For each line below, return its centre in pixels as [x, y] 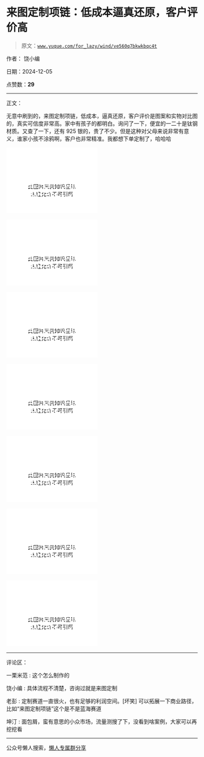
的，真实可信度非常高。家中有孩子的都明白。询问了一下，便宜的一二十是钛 [99, 123]
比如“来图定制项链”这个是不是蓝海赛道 [54, 708]
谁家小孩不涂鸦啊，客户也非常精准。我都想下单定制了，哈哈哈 [94, 139]
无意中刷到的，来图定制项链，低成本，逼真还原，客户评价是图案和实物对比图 [102, 115]
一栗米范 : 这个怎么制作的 [38, 675]
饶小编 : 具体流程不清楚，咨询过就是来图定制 [62, 688]
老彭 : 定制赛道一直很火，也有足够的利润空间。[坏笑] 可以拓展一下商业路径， [102, 701]
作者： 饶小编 [23, 58]
